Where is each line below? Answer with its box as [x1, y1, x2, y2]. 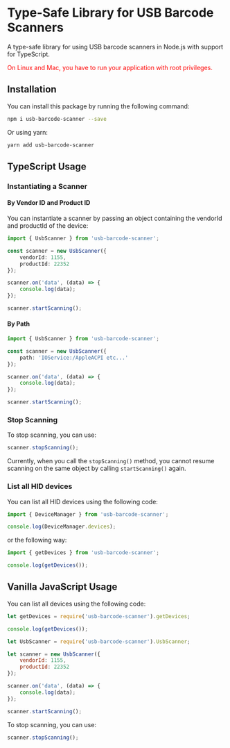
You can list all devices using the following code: [7, 599, 146, 608]
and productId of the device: [7, 222, 89, 230]
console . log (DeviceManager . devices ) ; [7, 523, 116, 531]
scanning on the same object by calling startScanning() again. [7, 464, 186, 473]
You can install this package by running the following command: [7, 102, 190, 110]
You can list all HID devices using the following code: [7, 497, 158, 506]
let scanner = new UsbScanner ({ [7, 651, 100, 658]
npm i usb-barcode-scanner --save [7, 115, 107, 122]
